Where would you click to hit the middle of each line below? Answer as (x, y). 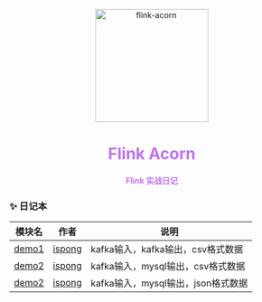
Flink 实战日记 (152, 180)
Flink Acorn (152, 154)
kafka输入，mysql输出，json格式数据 (169, 283)
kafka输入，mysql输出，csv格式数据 (168, 267)
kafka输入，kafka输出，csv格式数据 (167, 250)
